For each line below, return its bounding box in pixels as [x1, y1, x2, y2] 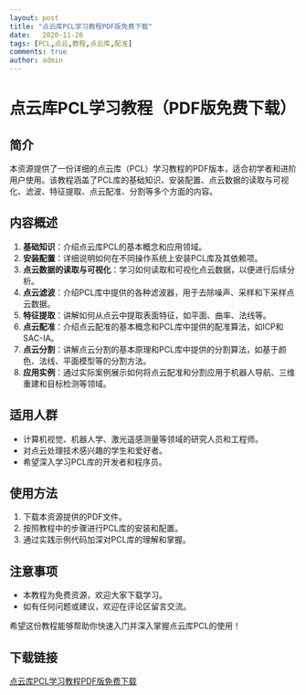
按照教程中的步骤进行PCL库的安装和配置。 [22, 522, 183, 534]
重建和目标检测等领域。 [22, 378, 111, 389]
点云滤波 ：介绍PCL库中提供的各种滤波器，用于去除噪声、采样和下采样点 [22, 287, 295, 298]
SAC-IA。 [22, 332, 59, 343]
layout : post [9, 13, 59, 23]
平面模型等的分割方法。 [62, 355, 152, 366]
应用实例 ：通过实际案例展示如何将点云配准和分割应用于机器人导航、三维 [22, 366, 295, 377]
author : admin [9, 56, 64, 65]
